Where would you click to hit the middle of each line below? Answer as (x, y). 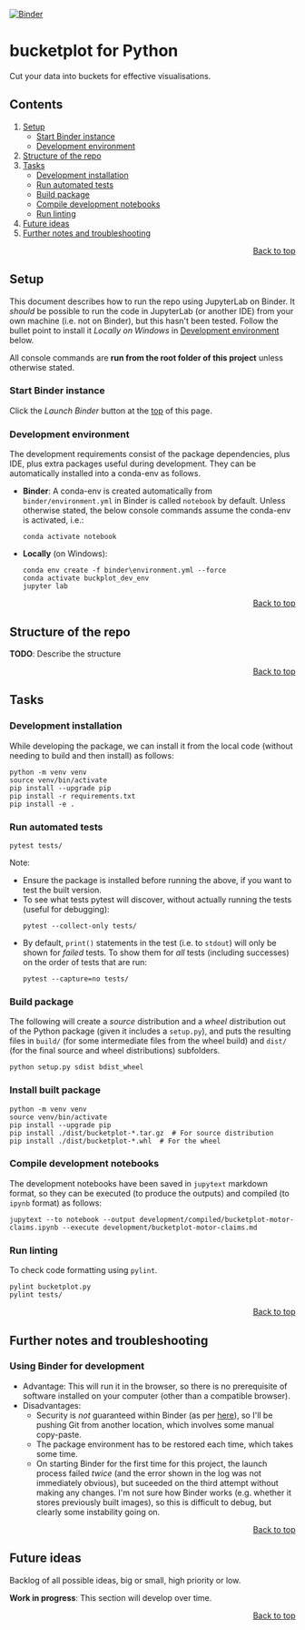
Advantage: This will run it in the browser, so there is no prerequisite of (155, 1386)
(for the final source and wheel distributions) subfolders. (115, 1051)
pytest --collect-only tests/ (80, 926)
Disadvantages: (52, 1405)
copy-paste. (59, 1434)
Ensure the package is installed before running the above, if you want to (157, 880)
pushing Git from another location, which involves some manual (155, 1424)
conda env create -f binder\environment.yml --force (124, 570)
